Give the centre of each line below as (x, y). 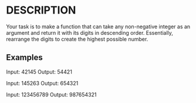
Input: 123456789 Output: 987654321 (51, 94)
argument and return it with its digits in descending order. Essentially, (89, 32)
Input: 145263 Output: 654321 (42, 83)
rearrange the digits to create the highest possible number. (77, 39)
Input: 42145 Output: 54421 (39, 72)
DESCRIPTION (41, 10)
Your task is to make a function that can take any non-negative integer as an (98, 26)
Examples (24, 57)
